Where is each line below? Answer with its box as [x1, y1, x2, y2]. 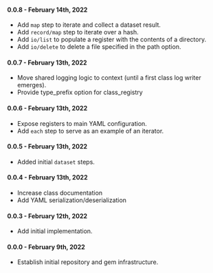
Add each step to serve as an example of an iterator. [16, 127, 164, 135]
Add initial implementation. [16, 227, 93, 235]
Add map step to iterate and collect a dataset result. [16, 21, 161, 29]
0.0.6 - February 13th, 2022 [7, 104, 88, 112]
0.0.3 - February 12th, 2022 [7, 212, 88, 220]
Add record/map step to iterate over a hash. [16, 28, 139, 36]
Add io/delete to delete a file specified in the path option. [16, 43, 181, 51]
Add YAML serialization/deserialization [16, 196, 127, 204]
